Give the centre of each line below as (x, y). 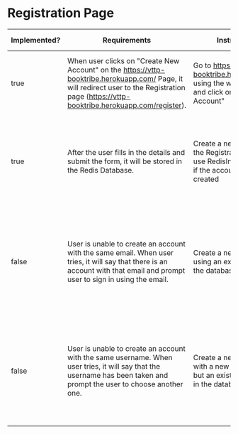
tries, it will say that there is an (117, 261)
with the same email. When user (120, 252)
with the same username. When (120, 357)
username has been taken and (118, 375)
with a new (211, 366)
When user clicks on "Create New (123, 60)
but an (204, 375)
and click (208, 92)
